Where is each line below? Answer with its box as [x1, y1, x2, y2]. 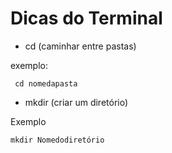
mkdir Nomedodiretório [10, 135, 105, 145]
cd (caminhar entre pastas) [24, 40, 137, 52]
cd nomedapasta [14, 78, 78, 89]
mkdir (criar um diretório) [24, 96, 129, 108]
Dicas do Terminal [10, 7, 163, 30]
